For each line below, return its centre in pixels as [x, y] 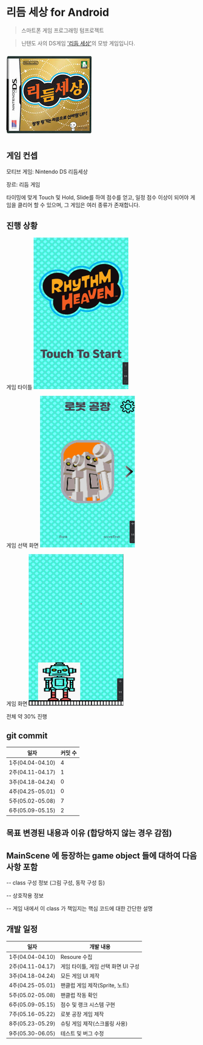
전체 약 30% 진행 [27, 716]
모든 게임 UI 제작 [80, 976]
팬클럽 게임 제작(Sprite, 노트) [95, 986]
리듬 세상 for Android [58, 12]
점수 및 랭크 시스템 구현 [88, 1004]
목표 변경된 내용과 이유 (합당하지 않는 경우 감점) [89, 833]
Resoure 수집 [76, 957]
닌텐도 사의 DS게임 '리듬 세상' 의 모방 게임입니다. [78, 43]
